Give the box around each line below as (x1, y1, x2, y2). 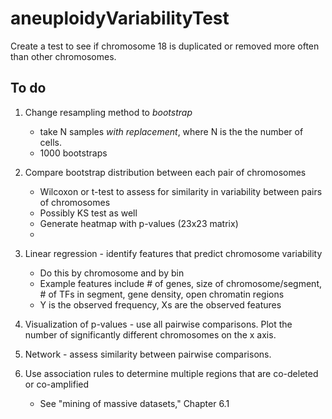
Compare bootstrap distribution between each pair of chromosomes (24, 166, 307, 178)
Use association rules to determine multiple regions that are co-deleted (24, 367, 319, 379)
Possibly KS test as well (39, 207, 138, 219)
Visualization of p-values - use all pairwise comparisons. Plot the (24, 318, 293, 330)
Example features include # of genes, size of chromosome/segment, (39, 277, 323, 289)
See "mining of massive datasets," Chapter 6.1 (39, 397, 230, 409)
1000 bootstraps (39, 147, 108, 159)
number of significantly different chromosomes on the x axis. (24, 328, 277, 341)
